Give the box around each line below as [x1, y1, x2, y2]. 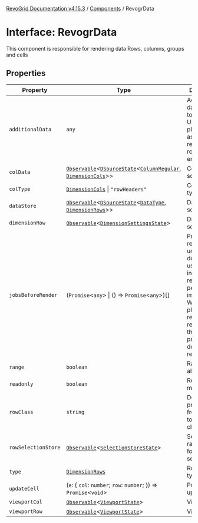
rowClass [9, 409, 34, 415]
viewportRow [9, 508, 43, 515]
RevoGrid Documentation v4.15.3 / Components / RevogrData [6, 5, 154, 12]
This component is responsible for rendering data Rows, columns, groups [6, 45, 184, 52]
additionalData [9, 126, 52, 133]
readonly [9, 380, 34, 388]
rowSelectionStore [9, 444, 61, 451]
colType [9, 186, 31, 192]
